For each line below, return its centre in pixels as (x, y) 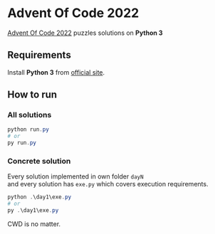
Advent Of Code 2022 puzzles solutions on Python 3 (85, 33)
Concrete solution (39, 161)
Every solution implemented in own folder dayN (75, 176)
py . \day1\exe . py (33, 211)
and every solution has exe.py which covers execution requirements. (108, 184)
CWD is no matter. (34, 224)
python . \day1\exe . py (40, 197)
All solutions (30, 115)
